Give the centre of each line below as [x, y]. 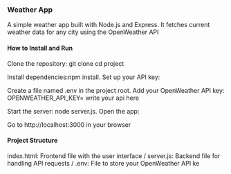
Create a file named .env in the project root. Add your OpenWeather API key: [116, 90]
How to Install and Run [40, 48]
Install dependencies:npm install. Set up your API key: [84, 77]
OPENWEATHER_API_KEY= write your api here [73, 98]
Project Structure [33, 141]
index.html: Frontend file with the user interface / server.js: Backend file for [114, 156]
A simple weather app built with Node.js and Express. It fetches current [109, 25]
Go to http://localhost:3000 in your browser [69, 124]
